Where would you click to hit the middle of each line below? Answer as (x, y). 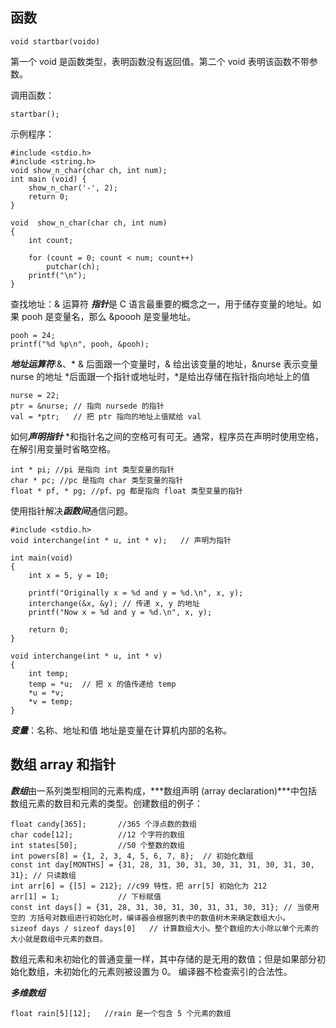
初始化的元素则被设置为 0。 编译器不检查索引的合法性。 (177, 971)
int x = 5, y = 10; (69, 575)
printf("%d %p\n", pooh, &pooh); (80, 344)
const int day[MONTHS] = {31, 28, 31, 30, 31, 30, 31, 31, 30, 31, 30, (162, 864)
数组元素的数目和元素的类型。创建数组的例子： (106, 803)
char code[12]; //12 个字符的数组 (97, 834)
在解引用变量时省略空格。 (63, 449)
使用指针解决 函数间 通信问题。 (71, 510)
